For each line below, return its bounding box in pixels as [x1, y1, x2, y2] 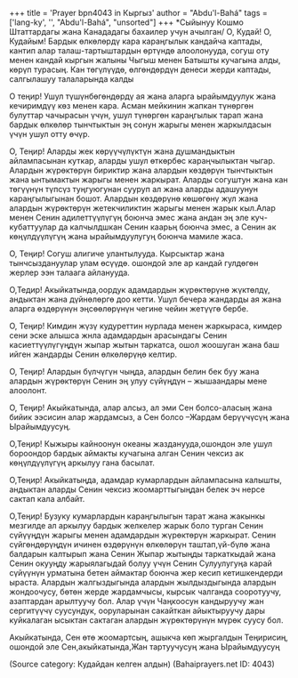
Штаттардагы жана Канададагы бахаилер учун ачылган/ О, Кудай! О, [9, 27, 272, 36]
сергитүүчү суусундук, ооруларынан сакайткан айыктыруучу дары [9, 605, 265, 616]
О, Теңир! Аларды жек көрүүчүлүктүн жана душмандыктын [9, 146, 236, 157]
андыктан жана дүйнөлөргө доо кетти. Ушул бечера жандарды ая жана [9, 294, 282, 304]
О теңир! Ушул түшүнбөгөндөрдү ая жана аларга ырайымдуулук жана [9, 91, 277, 101]
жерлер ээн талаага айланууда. [9, 267, 131, 278]
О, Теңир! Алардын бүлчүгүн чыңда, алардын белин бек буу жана [9, 367, 260, 376]
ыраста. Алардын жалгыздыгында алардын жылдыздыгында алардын [9, 577, 277, 587]
